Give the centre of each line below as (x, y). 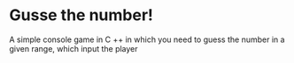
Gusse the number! (81, 15)
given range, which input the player (74, 48)
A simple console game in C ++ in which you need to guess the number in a (147, 39)
